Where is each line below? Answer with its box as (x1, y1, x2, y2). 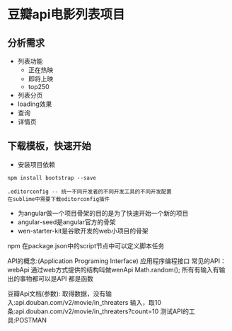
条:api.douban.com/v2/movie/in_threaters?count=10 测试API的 (7, 307, 190, 315)
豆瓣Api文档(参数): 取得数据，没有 (7, 289, 106, 298)
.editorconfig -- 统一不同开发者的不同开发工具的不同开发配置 (7, 188, 172, 195)
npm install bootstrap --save (7, 174, 97, 181)
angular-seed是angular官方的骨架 (17, 217, 117, 226)
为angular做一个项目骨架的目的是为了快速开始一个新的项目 (17, 209, 189, 217)
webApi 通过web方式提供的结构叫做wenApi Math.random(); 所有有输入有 (7, 265, 219, 274)
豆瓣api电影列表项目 (7, 6, 125, 23)
